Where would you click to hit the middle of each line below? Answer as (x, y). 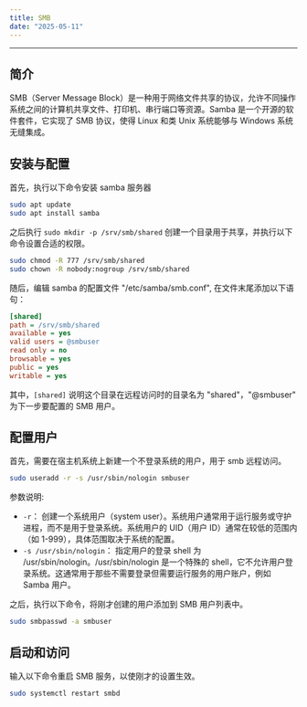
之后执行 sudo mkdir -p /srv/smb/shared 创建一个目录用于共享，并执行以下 (151, 232)
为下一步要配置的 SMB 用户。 (65, 406)
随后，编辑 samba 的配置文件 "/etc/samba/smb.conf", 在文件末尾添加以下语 (152, 288)
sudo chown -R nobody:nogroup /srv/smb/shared (100, 269)
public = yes (34, 367)
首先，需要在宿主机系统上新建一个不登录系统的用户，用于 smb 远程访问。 (148, 461)
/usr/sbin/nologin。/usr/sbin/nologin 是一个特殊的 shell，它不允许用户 (154, 562)
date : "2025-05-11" (47, 26)
